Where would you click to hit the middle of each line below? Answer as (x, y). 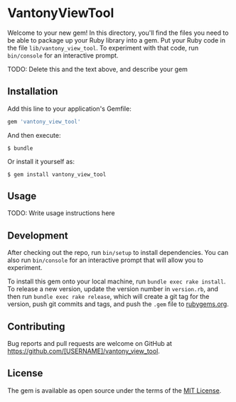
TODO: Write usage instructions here (61, 213)
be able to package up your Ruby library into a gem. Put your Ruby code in (117, 40)
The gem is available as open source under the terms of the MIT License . (114, 390)
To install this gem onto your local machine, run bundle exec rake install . (117, 281)
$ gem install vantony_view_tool (57, 174)
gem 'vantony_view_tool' (44, 121)
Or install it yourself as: (41, 161)
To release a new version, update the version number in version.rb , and (113, 289)
